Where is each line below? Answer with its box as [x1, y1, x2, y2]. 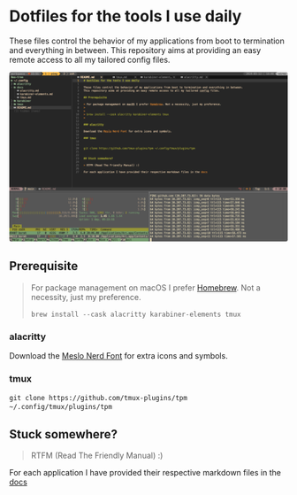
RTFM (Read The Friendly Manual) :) [30, 450, 164, 461]
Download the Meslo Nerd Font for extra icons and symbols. [9, 351, 228, 361]
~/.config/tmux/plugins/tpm [9, 403, 113, 412]
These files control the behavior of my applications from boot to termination [9, 35, 286, 46]
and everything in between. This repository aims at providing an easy [9, 44, 262, 55]
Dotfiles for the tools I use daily [9, 6, 242, 27]
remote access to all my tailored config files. [9, 54, 171, 65]
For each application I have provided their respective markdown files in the [9, 468, 281, 478]
